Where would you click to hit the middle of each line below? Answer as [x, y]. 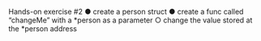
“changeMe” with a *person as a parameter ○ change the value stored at [130, 20]
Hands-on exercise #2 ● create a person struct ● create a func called [126, 12]
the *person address [43, 29]
